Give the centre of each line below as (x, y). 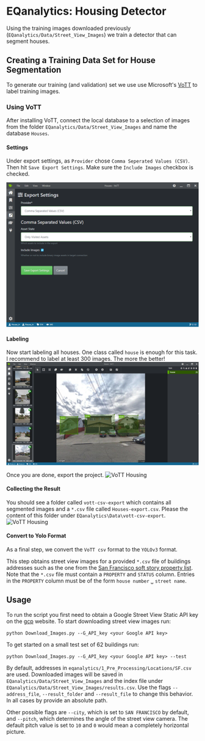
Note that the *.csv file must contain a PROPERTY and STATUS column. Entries (101, 574)
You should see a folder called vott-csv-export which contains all (89, 502)
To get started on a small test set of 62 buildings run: (73, 644)
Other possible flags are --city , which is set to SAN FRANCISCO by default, (98, 712)
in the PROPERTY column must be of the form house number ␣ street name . (97, 581)
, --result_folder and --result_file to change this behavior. (116, 694)
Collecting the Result (34, 489)
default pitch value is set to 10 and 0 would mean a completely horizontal (98, 725)
